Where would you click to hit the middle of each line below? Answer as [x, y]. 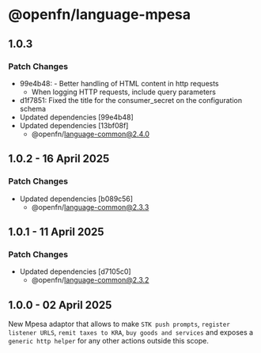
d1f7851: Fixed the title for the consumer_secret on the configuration [131, 100]
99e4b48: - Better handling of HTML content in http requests [119, 83]
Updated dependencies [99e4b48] [77, 117]
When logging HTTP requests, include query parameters [123, 92]
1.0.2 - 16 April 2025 [59, 159]
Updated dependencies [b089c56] [76, 199]
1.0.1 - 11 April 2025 [56, 232]
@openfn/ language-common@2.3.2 [90, 280]
